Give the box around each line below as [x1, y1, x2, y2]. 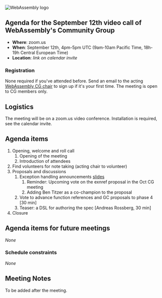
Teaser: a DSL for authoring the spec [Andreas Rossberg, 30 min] [19, 205, 151, 211]
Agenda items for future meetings [5, 224, 110, 233]
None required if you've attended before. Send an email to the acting [5, 78, 143, 84]
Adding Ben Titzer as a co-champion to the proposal [26, 189, 132, 195]
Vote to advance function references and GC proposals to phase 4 [19, 194, 153, 200]
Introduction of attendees [19, 158, 71, 164]
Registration [5, 67, 35, 74]
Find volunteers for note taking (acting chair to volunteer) [12, 163, 127, 169]
